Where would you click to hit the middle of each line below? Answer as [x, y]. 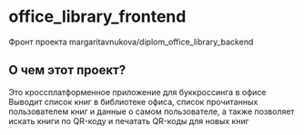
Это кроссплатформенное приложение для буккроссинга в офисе [137, 92]
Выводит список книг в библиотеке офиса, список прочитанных [133, 101]
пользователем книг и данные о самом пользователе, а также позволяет [152, 111]
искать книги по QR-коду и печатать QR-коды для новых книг [129, 121]
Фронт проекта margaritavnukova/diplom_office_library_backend [131, 42]
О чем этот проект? [67, 70]
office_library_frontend [97, 17]
